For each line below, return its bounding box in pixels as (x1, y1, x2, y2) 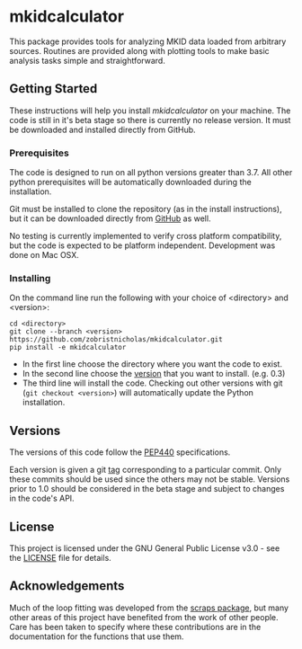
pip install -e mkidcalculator (9, 343, 127, 352)
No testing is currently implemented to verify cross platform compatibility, (9, 231, 282, 242)
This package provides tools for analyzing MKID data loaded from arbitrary (9, 36, 287, 47)
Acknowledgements (9, 578, 125, 594)
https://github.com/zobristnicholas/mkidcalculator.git (9, 335, 223, 344)
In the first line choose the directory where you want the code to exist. (22, 359, 283, 369)
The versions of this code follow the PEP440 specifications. (9, 447, 231, 458)
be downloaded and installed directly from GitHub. (9, 124, 196, 135)
